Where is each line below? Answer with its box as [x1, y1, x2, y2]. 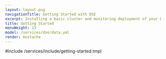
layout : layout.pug [5, 7, 45, 12]
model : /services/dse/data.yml [5, 30, 70, 35]
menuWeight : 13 [5, 26, 37, 30]
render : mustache [5, 35, 41, 40]
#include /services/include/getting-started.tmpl [5, 48, 102, 54]
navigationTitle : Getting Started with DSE [5, 12, 96, 17]
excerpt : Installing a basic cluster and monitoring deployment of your [5, 16, 158, 21]
